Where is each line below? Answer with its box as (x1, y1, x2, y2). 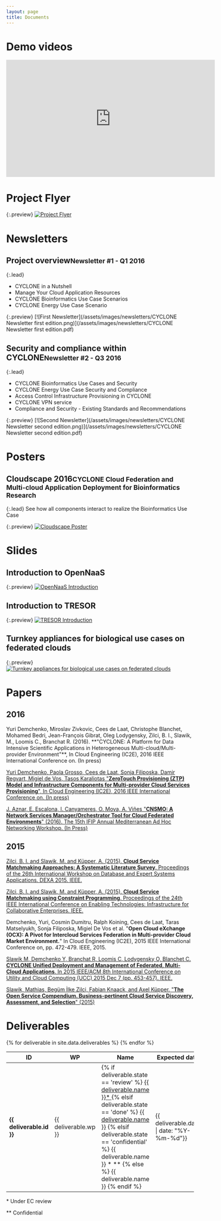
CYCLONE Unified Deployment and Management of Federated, (6, 961, 164, 969)
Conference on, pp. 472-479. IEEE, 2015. (6, 944, 107, 951)
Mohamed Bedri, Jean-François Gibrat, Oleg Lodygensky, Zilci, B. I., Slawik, (6, 732, 192, 739)
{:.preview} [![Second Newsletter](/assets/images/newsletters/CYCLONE (6, 417, 185, 424)
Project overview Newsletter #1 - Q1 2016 (6, 255, 145, 266)
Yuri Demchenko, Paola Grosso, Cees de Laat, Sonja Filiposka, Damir (6, 769, 176, 776)
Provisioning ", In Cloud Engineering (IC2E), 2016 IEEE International (6, 787, 171, 795)
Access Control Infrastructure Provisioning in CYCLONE (14, 392, 152, 399)
